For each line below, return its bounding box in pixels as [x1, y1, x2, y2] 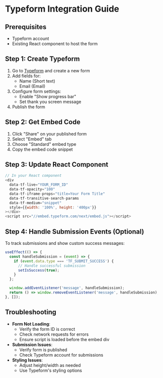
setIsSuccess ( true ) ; [17, 268, 60, 273]
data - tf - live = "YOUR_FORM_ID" [9, 182, 68, 188]
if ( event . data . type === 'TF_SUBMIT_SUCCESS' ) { [14, 258, 114, 263]
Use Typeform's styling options [19, 367, 82, 373]
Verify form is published [19, 346, 67, 353]
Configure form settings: [12, 88, 62, 94]
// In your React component [5, 173, 62, 178]
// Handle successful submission [17, 263, 86, 268]
